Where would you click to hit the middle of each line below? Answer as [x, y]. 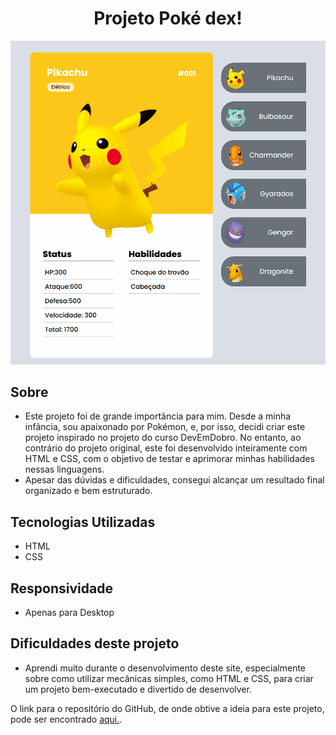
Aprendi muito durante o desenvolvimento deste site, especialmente [165, 668]
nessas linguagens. [64, 469]
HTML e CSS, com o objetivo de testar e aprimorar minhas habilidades [169, 459]
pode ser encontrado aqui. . [66, 719]
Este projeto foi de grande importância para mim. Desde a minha [158, 416]
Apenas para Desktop [69, 612]
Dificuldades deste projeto [95, 643]
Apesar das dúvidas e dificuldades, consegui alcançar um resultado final [174, 480]
